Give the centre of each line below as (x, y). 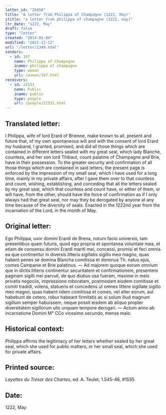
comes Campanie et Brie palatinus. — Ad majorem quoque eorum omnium (82, 265)
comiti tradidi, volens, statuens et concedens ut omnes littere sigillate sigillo (83, 286)
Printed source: (30, 367)
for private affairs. (24, 352)
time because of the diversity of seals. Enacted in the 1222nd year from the (82, 205)
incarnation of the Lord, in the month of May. (51, 210)
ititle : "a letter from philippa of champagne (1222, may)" (69, 19)
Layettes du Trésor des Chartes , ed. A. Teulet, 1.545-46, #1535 (70, 379)
